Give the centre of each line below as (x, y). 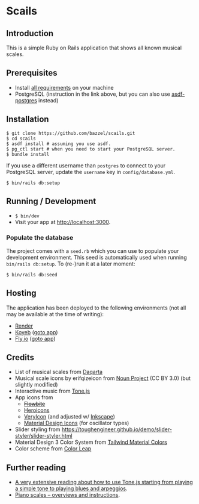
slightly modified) (36, 385)
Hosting (22, 293)
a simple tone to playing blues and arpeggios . (71, 488)
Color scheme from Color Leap (53, 449)
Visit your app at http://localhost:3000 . (63, 222)
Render (24, 326)
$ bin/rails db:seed (32, 275)
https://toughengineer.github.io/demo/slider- (117, 429)
